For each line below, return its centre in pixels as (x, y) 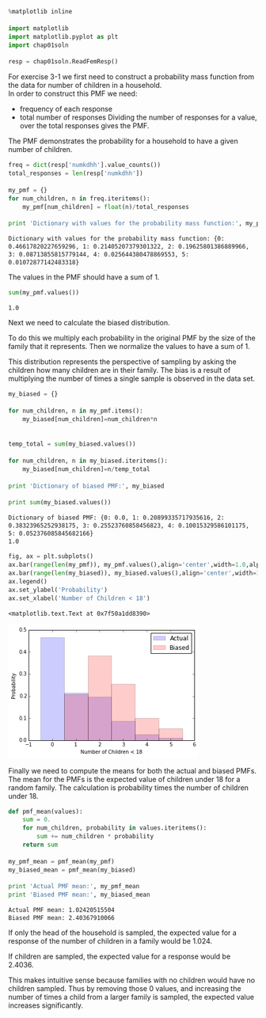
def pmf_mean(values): (46, 811)
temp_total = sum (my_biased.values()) (72, 444)
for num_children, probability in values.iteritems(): (115, 828)
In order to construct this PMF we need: (73, 93)
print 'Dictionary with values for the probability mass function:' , (125, 224)
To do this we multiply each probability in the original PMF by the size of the (132, 338)
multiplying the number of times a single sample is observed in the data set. (132, 378)
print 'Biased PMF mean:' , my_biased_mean (79, 895)
